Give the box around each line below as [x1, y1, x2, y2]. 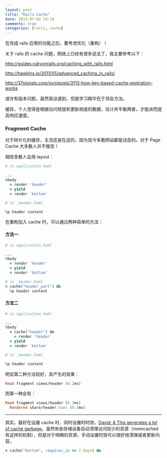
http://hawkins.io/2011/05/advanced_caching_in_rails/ [5, 70, 115, 76]
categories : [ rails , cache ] [5, 26, 64, 31]
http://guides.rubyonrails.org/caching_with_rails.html [5, 61, 113, 67]
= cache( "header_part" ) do [5, 284, 61, 289]
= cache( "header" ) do [9, 329, 55, 334]
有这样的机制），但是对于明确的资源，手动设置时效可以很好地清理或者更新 [5, 432, 156, 438]
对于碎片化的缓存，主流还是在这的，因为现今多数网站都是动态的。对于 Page [5, 137, 161, 143]
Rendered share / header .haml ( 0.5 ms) [9, 405, 85, 410]
